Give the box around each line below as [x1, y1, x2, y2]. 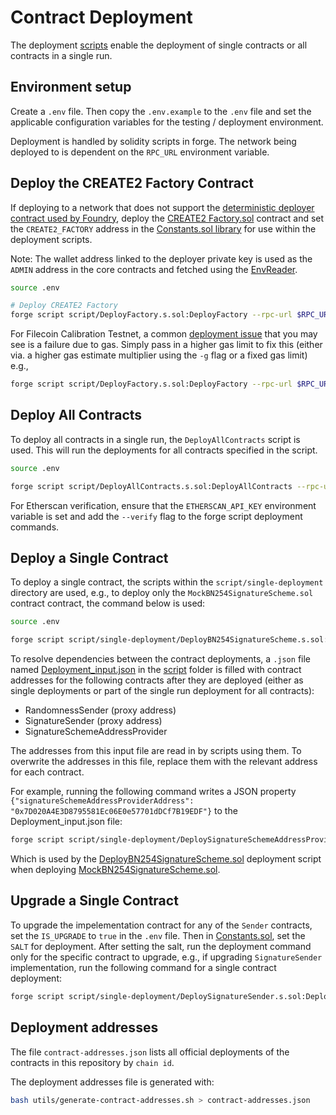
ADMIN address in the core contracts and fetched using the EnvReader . [10, 263, 298, 275]
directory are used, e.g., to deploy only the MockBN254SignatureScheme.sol [10, 587, 314, 599]
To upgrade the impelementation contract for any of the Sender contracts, [10, 919, 313, 931]
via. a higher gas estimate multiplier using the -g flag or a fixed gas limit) [10, 349, 308, 361]
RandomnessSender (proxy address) [24, 704, 177, 716]
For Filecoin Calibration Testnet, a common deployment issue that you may [10, 328, 318, 340]
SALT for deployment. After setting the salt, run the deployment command [10, 940, 312, 952]
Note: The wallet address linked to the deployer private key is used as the [10, 252, 313, 265]
